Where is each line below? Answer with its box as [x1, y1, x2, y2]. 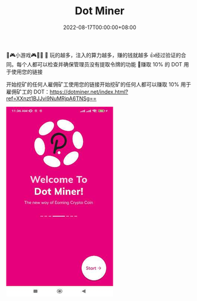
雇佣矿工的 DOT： [6, 88, 50, 95]
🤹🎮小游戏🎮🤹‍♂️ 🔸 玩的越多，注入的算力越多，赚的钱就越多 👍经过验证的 [6, 52, 182, 59]
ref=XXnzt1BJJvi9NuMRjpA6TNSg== [6, 95, 97, 102]
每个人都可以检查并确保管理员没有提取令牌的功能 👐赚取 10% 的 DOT [16, 60, 183, 68]
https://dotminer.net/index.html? [49, 88, 129, 95]
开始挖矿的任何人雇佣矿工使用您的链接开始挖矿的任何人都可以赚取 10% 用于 [6, 81, 192, 88]
